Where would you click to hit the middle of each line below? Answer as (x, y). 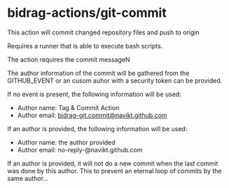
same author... (28, 178)
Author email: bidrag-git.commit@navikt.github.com (92, 115)
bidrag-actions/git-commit (87, 13)
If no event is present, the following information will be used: (95, 94)
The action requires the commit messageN (69, 59)
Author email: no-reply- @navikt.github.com (80, 149)
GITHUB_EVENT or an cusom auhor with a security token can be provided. (115, 80)
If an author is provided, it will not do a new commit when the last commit (113, 163)
